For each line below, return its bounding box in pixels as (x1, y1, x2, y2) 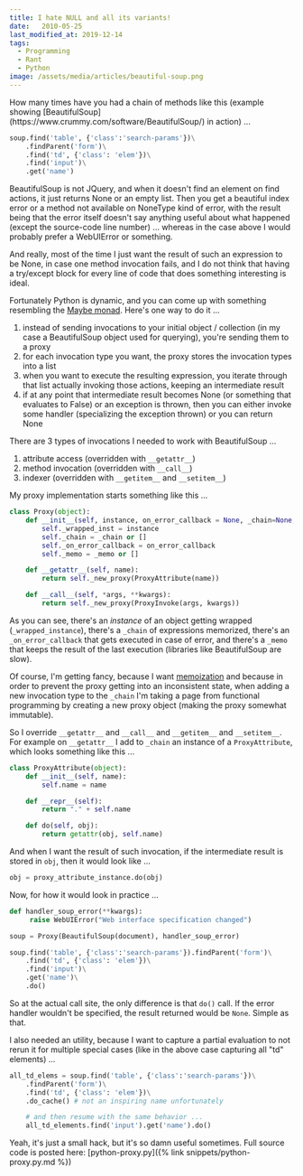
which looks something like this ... (9, 746, 135, 757)
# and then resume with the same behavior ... (25, 1113, 204, 1122)
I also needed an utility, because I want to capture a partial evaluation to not (9, 1034, 291, 1045)
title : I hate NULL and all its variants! (9, 13, 171, 23)
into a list (22, 360, 57, 371)
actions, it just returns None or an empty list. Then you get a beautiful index (9, 193, 290, 204)
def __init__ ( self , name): (25, 771, 127, 781)
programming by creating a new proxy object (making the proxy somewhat (9, 699, 287, 710)
